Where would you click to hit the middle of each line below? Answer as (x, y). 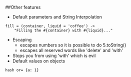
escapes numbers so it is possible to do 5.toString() (73, 45)
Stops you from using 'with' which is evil (54, 55)
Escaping (22, 40)
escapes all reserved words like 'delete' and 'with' (71, 50)
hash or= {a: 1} (22, 70)
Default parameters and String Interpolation (57, 17)
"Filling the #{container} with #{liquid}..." (63, 30)
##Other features (23, 7)
